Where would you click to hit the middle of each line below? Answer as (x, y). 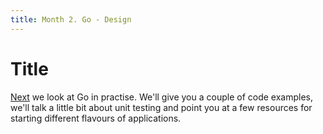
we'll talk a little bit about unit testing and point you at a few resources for (161, 107)
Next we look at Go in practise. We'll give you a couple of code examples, (162, 97)
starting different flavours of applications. (96, 118)
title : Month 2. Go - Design (71, 19)
